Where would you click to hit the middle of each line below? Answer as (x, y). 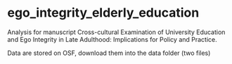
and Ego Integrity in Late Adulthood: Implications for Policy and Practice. (112, 39)
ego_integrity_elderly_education (103, 13)
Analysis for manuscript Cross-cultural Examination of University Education (116, 32)
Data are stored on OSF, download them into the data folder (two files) (109, 53)
